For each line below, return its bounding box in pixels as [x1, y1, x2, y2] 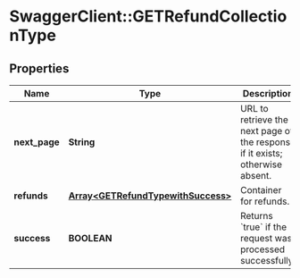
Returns [239, 210, 274, 222]
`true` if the [239, 221, 287, 233]
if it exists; [239, 147, 283, 159]
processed [239, 243, 286, 256]
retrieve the [239, 114, 288, 126]
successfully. [239, 255, 296, 266]
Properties [9, 61, 70, 76]
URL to [239, 103, 270, 114]
